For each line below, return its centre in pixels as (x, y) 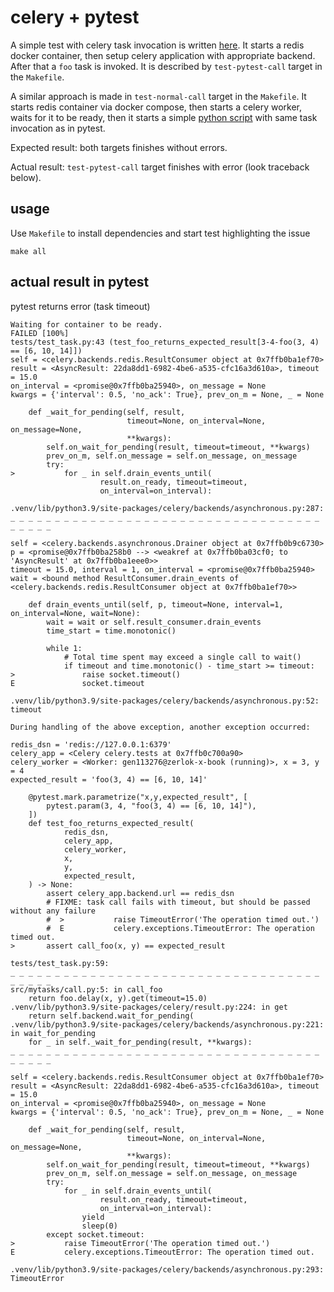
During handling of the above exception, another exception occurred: (160, 727)
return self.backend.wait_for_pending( (111, 1016)
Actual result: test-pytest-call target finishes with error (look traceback (160, 167)
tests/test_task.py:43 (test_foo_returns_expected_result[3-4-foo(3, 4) (165, 342)
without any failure (53, 911)
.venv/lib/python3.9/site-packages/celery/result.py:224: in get (149, 1007)
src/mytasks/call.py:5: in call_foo (86, 989)
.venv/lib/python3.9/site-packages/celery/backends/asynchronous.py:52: (165, 701)
